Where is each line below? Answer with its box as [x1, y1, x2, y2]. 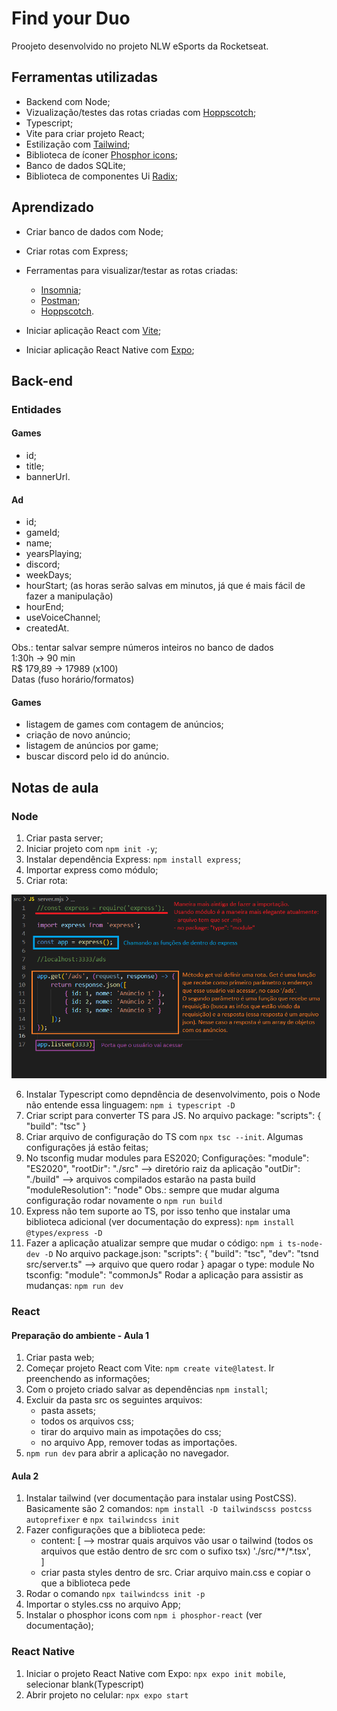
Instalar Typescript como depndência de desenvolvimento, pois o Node [25, 1088, 321, 1101]
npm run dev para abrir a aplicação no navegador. [25, 1447, 230, 1459]
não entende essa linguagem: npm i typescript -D [25, 1099, 236, 1111]
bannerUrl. [25, 471, 71, 483]
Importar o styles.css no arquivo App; [25, 1598, 181, 1611]
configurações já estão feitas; [25, 1142, 149, 1154]
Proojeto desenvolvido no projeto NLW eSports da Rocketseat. [11, 40, 269, 52]
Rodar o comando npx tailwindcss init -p [25, 1588, 206, 1600]
